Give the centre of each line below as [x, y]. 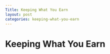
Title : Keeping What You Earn [37, 10]
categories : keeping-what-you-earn [42, 19]
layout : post [19, 14]
